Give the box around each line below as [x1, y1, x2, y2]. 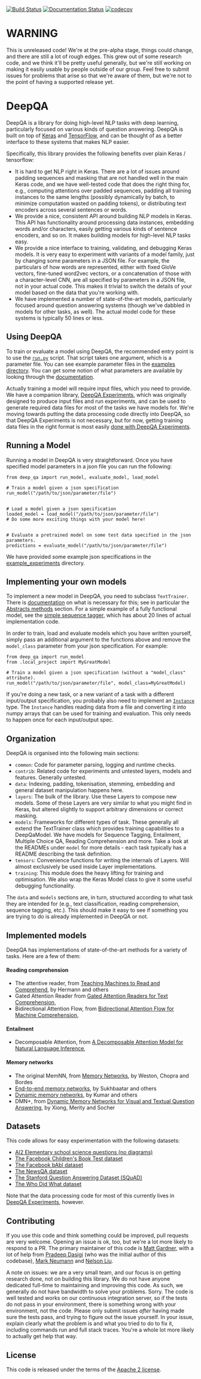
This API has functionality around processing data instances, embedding [14, 219, 194, 226]
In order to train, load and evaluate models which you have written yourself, [6, 630, 192, 637]
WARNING [6, 27, 58, 40]
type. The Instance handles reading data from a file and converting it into [6, 703, 187, 710]
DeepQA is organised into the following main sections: [6, 749, 139, 757]
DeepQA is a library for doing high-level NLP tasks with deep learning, [6, 119, 179, 126]
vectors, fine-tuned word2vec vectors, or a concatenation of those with [14, 270, 191, 277]
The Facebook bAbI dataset [14, 1161, 84, 1169]
